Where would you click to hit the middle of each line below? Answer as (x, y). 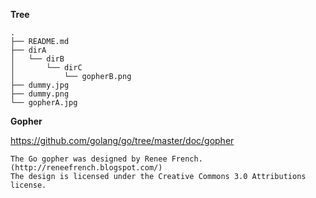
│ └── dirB (37, 59)
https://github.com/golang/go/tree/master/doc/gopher (122, 140)
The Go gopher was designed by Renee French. (106, 159)
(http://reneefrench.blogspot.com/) (86, 168)
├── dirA (28, 50)
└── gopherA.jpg (44, 103)
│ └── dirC (46, 68)
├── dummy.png (40, 94)
